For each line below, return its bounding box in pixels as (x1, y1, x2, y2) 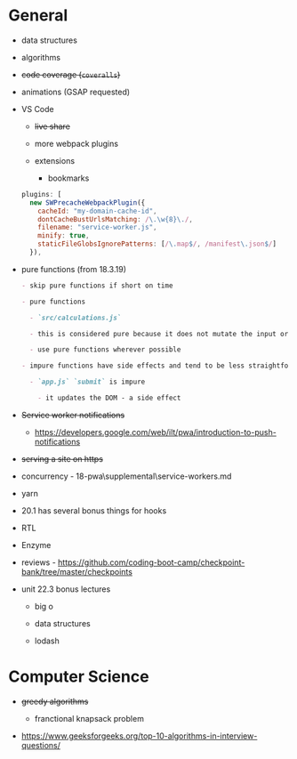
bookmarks (47, 173, 90, 183)
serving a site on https (20, 453, 104, 464)
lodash (34, 635, 60, 646)
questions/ (20, 739, 61, 750)
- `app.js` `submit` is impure (29, 377, 146, 387)
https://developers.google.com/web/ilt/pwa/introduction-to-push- (34, 426, 277, 437)
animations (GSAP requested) (20, 86, 131, 97)
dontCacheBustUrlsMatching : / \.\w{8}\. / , (37, 214, 193, 223)
